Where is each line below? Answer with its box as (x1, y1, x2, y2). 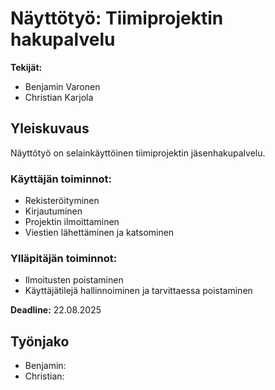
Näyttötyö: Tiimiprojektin (10, 7, 224, 30)
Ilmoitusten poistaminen (24, 274, 124, 286)
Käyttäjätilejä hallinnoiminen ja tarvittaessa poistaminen (24, 285, 253, 297)
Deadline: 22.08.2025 (10, 304, 102, 316)
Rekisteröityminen (24, 195, 100, 207)
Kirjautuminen (24, 205, 83, 217)
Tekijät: (10, 61, 43, 73)
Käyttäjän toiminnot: (10, 172, 113, 186)
